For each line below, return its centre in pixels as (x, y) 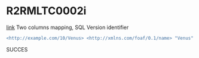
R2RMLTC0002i (46, 11)
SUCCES (17, 49)
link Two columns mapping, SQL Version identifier (68, 27)
